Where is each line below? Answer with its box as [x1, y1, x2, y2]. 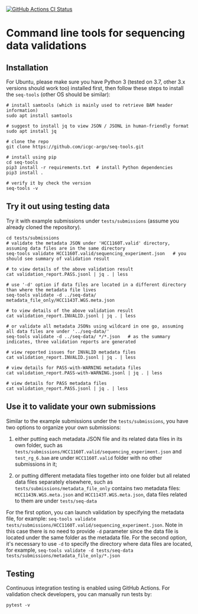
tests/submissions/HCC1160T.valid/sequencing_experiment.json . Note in [6, 521, 183, 528]
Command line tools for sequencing [6, 27, 185, 40]
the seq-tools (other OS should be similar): [6, 91, 111, 98]
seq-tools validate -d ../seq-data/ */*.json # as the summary [6, 333, 170, 339]
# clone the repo [6, 139, 49, 145]
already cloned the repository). [6, 223, 82, 231]
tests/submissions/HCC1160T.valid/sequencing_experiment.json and [14, 448, 182, 455]
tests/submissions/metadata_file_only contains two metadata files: [14, 484, 181, 492]
